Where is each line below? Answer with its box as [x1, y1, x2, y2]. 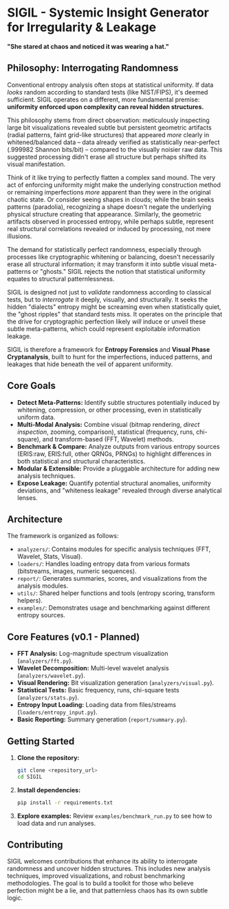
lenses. [17, 493, 38, 501]
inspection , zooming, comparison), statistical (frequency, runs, [17, 428, 195, 436]
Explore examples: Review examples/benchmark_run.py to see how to [17, 812, 212, 820]
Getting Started [7, 735, 75, 747]
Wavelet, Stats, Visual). [17, 552, 83, 561]
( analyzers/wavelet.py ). [17, 671, 86, 680]
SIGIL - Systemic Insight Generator [7, 5, 210, 21]
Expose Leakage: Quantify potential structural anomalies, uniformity [17, 479, 211, 487]
